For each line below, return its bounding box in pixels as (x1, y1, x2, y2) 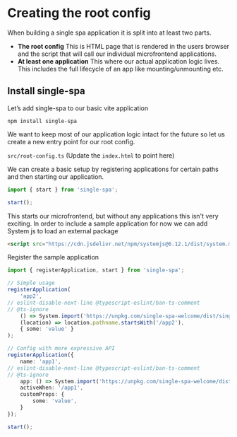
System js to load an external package (7, 226, 119, 235)
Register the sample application (7, 253, 99, 262)
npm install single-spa (7, 117, 78, 124)
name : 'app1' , (20, 358, 61, 365)
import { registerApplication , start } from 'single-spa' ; (7, 267, 185, 274)
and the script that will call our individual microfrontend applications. (17, 49, 217, 58)
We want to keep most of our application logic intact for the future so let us (7, 129, 226, 139)
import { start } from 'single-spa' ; (7, 186, 119, 193)
